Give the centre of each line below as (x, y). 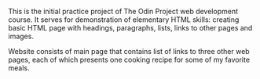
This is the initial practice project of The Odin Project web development (123, 11)
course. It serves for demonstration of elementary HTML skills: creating (124, 20)
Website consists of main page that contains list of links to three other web (129, 51)
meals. (19, 68)
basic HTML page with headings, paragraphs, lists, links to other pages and (130, 28)
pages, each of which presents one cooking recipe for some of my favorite (129, 59)
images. (21, 36)
